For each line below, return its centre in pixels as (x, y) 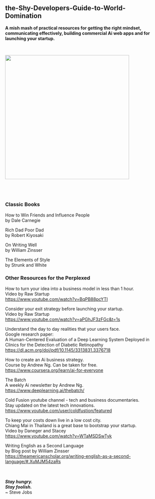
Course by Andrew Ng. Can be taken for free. (51, 365)
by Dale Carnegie (23, 220)
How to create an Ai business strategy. (45, 360)
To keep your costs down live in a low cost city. (53, 420)
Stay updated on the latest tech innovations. (50, 405)
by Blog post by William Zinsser (37, 451)
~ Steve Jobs (19, 492)
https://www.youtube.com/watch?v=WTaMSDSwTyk (59, 436)
